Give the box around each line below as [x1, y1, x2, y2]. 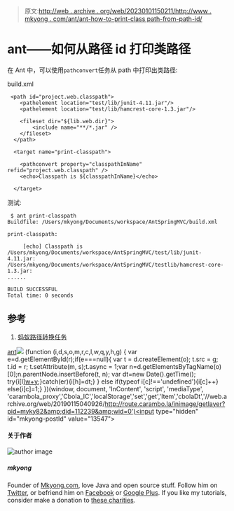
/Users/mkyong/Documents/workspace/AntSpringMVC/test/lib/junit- [7, 248, 202, 256]
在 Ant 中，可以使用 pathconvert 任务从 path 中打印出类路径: [7, 66, 178, 74]
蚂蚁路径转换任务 [17, 332, 67, 341]
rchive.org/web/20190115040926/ [7, 399, 105, 408]
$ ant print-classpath [10, 212, 77, 219]
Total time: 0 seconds [7, 292, 74, 299]
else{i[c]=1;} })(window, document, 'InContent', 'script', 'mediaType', [7, 384, 204, 393]
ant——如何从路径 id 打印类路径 [7, 41, 191, 57]
